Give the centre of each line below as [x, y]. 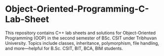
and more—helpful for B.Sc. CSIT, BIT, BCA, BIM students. [64, 48]
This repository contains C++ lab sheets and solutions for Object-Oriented [81, 33]
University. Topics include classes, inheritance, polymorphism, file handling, [82, 43]
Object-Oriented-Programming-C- [77, 9]
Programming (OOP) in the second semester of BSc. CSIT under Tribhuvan [81, 38]
